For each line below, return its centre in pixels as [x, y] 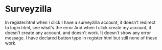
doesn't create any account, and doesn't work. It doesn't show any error [78, 33]
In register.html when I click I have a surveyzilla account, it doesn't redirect [80, 22]
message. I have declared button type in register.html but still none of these [81, 38]
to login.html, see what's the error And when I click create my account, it [78, 27]
